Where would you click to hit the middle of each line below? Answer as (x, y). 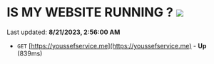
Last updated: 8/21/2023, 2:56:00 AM (63, 32)
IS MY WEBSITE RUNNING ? (90, 12)
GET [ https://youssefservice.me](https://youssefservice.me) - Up (112, 46)
